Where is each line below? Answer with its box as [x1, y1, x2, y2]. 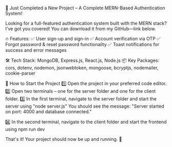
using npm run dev [5, 126, 45, 132]
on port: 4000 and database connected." [5, 109, 92, 115]
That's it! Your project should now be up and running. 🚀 [5, 136, 122, 142]
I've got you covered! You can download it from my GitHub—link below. [5, 26, 156, 32]
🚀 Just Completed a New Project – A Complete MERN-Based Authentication [5, 5, 165, 11]
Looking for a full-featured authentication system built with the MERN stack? [5, 20, 167, 26]
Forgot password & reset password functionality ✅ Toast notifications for [5, 41, 160, 47]
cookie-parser [5, 70, 36, 76]
